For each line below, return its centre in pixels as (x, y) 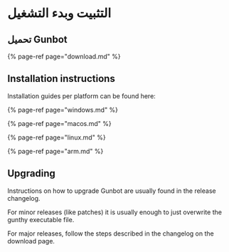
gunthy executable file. (41, 219)
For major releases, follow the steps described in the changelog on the (111, 233)
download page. (31, 241)
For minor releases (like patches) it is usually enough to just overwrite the (115, 212)
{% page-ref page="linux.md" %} (57, 137)
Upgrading (31, 173)
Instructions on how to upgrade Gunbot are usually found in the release (112, 191)
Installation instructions (61, 79)
